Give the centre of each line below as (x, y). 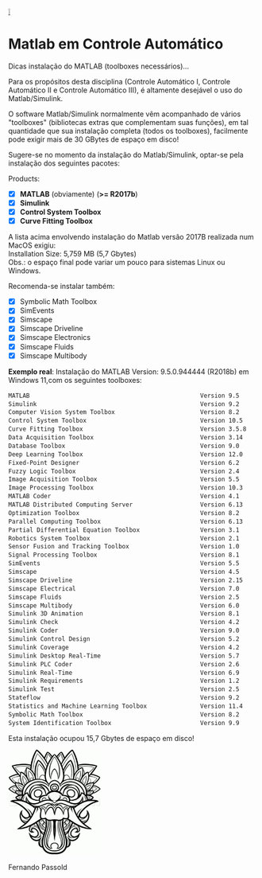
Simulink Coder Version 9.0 (124, 631)
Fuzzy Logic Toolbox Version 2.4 (124, 471)
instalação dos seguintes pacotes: (64, 163)
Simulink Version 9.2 (124, 404)
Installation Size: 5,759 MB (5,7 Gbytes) (73, 254)
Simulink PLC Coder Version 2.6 (124, 664)
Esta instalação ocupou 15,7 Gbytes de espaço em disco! (101, 738)
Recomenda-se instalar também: (62, 287)
